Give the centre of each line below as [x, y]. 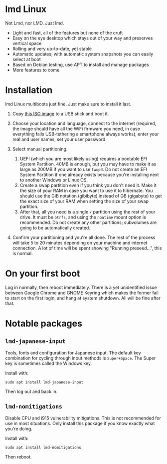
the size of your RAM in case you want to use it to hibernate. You [86, 190]
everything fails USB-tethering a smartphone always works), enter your [85, 134]
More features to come [36, 70]
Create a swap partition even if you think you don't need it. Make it [88, 185]
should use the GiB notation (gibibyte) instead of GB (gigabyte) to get [91, 195]
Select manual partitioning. [40, 149]
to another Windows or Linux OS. [54, 180]
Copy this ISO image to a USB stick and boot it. [61, 113]
